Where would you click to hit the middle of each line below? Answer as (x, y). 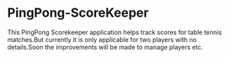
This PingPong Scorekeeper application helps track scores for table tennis (115, 32)
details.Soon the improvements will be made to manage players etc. (105, 47)
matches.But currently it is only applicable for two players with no (102, 39)
